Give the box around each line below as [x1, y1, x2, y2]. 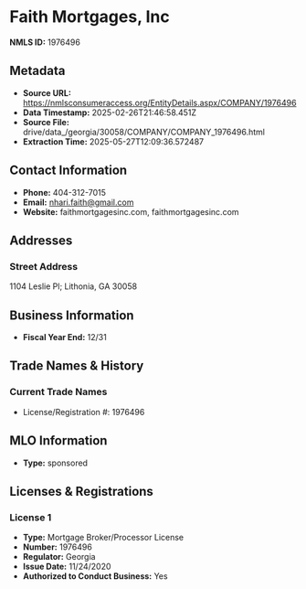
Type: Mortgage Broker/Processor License [22, 532, 185, 543]
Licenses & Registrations [9, 483, 153, 499]
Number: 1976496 [22, 541, 93, 552]
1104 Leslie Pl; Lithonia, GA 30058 [9, 281, 138, 292]
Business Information [9, 307, 134, 323]
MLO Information [9, 433, 108, 449]
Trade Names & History [9, 359, 144, 374]
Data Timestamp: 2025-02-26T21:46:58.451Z [22, 107, 197, 118]
